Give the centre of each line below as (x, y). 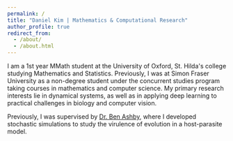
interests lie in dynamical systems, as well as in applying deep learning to (112, 96)
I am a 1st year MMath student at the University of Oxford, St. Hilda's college (117, 66)
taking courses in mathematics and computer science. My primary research (116, 88)
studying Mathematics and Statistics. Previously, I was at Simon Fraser (109, 73)
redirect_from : (29, 33)
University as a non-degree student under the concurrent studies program (114, 81)
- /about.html (34, 46)
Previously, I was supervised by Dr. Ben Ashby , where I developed (102, 117)
